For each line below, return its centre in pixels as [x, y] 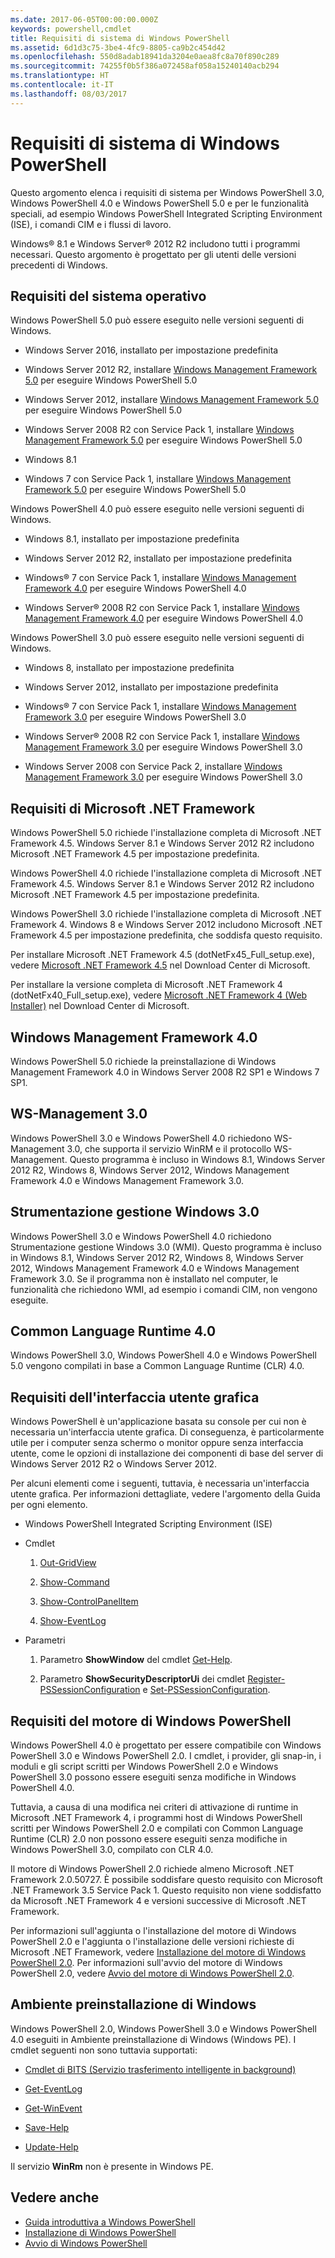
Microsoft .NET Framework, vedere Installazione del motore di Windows [158, 1952]
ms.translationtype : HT [60, 76]
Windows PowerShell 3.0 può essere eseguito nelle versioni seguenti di [157, 638]
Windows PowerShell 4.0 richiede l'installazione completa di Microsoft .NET [166, 873]
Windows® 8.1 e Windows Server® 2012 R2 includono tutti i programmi [155, 243]
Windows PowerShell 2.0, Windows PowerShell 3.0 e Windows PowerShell [163, 2028]
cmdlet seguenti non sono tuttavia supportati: [104, 2050]
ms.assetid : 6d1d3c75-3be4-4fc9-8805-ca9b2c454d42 [118, 47]
